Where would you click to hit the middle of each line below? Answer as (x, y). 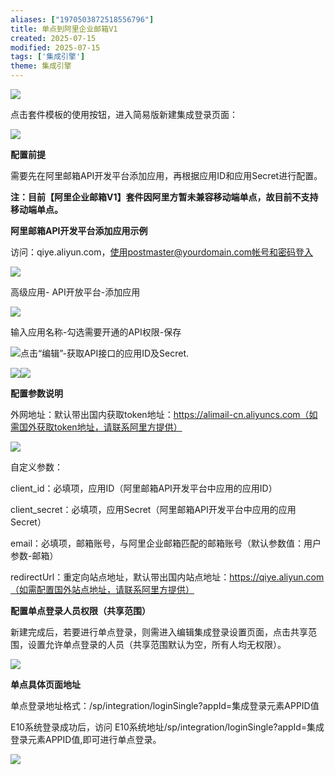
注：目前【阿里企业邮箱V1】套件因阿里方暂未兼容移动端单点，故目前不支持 (164, 197)
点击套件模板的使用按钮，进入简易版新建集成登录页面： (124, 114)
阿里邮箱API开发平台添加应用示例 (79, 230)
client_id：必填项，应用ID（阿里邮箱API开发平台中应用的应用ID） (144, 488)
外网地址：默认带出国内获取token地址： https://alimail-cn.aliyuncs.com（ (160, 414)
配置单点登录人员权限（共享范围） (80, 610)
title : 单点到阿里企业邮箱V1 (64, 29)
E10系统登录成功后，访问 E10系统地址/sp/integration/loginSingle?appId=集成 (167, 727)
